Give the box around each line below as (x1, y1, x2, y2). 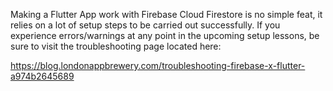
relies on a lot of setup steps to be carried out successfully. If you (10, 19, 281, 31)
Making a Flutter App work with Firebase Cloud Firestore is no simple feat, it (10, 9, 323, 20)
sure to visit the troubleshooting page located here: (10, 40, 222, 52)
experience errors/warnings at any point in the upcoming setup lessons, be (10, 30, 320, 41)
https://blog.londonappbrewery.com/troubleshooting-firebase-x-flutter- (10, 60, 306, 71)
